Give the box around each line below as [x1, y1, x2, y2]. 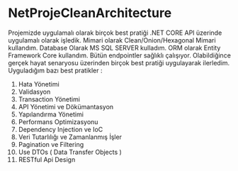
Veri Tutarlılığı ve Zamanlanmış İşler [18, 133, 123, 141]
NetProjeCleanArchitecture [8, 5, 172, 21]
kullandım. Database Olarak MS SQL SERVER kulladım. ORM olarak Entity [8, 43, 221, 52]
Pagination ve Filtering [18, 140, 84, 148]
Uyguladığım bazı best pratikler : [8, 66, 103, 75]
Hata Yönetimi [18, 79, 59, 88]
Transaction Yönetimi [18, 94, 81, 104]
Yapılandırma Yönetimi [18, 110, 84, 118]
